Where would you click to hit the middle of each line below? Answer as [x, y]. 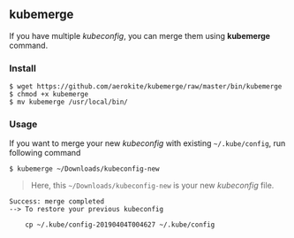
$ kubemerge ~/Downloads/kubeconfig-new [85, 169]
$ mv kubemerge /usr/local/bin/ [68, 102]
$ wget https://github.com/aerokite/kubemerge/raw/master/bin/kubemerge [146, 87]
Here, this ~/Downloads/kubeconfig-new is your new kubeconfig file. [152, 186]
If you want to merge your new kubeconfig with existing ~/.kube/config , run [147, 143]
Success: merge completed [57, 202]
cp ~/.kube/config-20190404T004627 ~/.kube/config [120, 225]
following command [45, 153]
